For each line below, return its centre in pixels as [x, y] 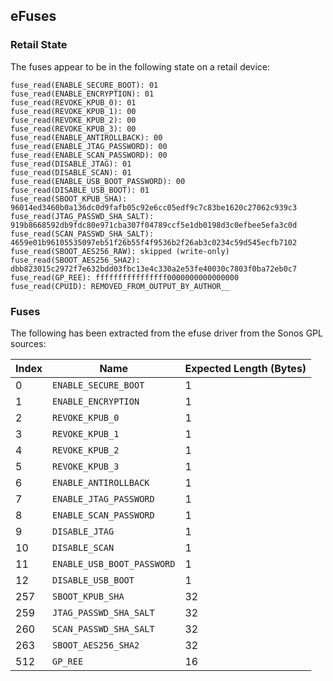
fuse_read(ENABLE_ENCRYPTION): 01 [82, 94]
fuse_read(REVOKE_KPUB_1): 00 [73, 111]
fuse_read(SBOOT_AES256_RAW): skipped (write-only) [120, 251]
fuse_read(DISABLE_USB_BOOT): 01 [80, 190]
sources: [28, 343]
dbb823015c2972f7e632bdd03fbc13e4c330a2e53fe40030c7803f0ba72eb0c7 [154, 269]
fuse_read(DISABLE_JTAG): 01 [71, 164]
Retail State [39, 45]
